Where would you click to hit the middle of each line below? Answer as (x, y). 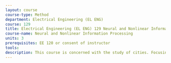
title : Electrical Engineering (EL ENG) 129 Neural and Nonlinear (77, 29)
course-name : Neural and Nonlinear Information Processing (69, 34)
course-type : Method (27, 15)
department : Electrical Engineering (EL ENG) (54, 19)
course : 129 (18, 24)
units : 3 (15, 39)
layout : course (21, 10)
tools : (12, 48)
